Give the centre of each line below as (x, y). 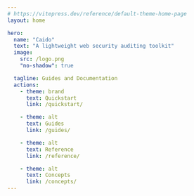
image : (23, 53)
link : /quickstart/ (54, 105)
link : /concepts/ (51, 182)
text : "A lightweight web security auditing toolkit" (94, 46)
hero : (15, 33)
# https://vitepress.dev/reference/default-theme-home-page (97, 14)
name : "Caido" (34, 39)
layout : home (26, 20)
